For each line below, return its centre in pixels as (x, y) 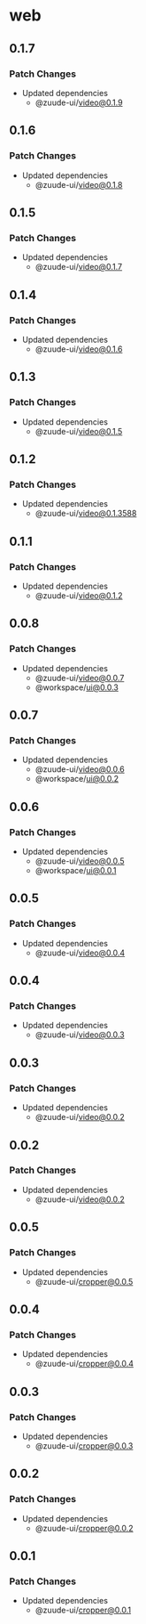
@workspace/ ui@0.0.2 (77, 779)
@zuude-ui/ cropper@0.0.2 (85, 1528)
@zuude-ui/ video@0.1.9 (79, 102)
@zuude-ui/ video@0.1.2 (79, 596)
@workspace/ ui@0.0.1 (76, 871)
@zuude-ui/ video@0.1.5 (79, 431)
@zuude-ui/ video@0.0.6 (80, 769)
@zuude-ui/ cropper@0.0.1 (83, 1610)
